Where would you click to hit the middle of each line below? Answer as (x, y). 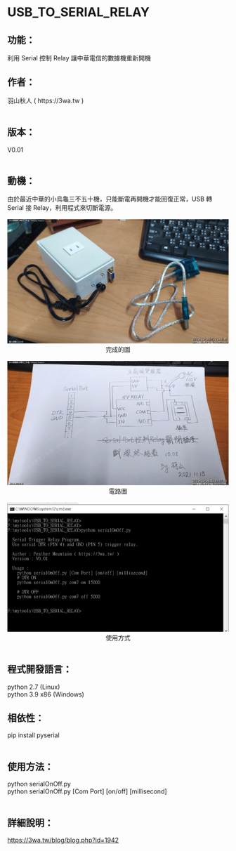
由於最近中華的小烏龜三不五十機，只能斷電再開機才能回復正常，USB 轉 (110, 199)
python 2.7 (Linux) (34, 687)
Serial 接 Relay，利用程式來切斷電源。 (62, 208)
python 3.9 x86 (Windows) (46, 694)
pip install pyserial (33, 735)
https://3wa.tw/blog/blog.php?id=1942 (63, 840)
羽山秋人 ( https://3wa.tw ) (46, 100)
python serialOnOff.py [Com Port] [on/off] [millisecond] (87, 791)
